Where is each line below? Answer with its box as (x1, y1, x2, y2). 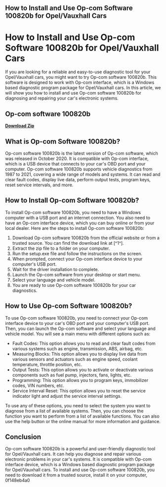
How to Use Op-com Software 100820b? (5, 302, 132, 310)
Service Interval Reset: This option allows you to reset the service (12, 387, 146, 393)
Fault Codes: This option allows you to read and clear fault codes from (12, 340, 156, 346)
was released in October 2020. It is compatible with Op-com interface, (5, 156, 149, 162)
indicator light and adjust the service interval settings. (12, 393, 122, 399)
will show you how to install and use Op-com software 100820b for (5, 90, 142, 96)
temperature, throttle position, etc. (12, 361, 83, 367)
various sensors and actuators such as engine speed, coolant (12, 356, 138, 362)
